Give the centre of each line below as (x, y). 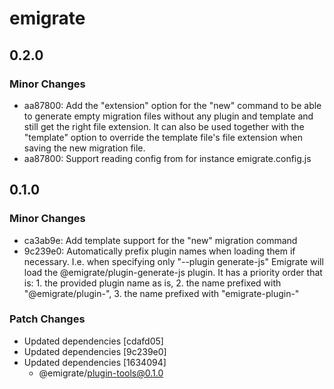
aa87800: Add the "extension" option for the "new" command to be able (172, 105)
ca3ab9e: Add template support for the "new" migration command (160, 240)
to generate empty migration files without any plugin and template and (168, 116)
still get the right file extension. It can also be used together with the (164, 126)
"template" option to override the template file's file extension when (163, 137)
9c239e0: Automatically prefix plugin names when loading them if (159, 251)
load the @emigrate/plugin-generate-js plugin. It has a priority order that (173, 272)
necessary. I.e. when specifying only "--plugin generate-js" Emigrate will (173, 261)
